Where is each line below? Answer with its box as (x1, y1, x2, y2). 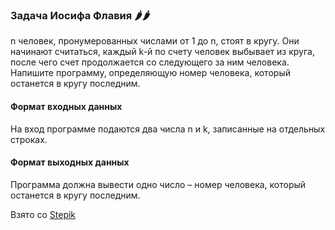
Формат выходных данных (10, 156, 130, 168)
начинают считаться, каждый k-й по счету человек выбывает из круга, (10, 46, 315, 58)
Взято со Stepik (10, 208, 77, 220)
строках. (10, 133, 48, 145)
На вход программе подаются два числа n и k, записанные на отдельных (10, 123, 326, 135)
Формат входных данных (10, 100, 123, 112)
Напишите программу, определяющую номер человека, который (10, 67, 291, 79)
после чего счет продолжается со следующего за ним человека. (10, 56, 290, 68)
